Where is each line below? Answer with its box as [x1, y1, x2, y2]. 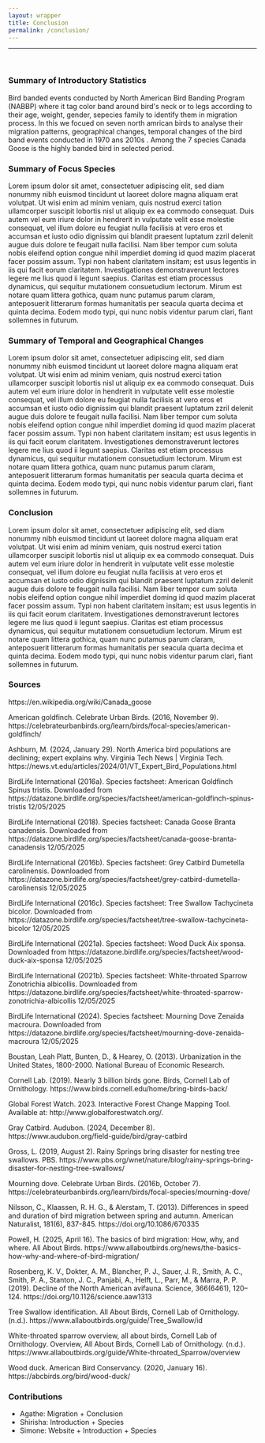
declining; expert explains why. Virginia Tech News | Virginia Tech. [8, 752, 225, 763]
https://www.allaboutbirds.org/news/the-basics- [84, 1242, 242, 1253]
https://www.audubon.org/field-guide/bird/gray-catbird [8, 1131, 188, 1140]
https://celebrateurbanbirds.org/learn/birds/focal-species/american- [8, 721, 231, 730]
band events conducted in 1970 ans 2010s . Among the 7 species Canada [8, 135, 247, 145]
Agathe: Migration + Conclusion [19, 1409, 124, 1419]
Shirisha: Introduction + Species [19, 1418, 125, 1427]
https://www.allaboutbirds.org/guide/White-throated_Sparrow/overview [8, 1347, 241, 1357]
